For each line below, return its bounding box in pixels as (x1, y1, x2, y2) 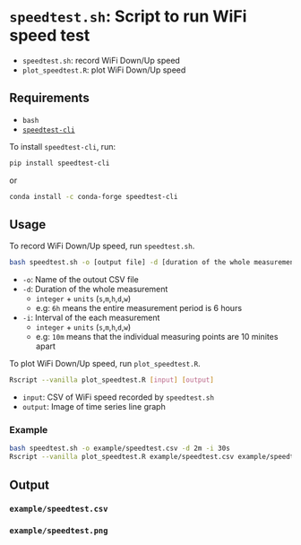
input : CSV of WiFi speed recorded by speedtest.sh (21, 392, 215, 402)
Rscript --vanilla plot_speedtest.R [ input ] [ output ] (9, 376, 215, 385)
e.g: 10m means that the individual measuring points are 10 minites (35, 332, 279, 342)
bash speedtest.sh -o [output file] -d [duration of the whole (9, 258, 251, 267)
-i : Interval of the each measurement (21, 312, 160, 324)
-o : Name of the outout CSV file (21, 274, 139, 285)
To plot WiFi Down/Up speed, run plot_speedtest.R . (9, 359, 202, 369)
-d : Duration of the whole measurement (21, 284, 168, 295)
